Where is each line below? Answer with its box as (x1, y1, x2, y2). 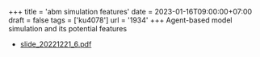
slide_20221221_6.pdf (19, 39, 92, 49)
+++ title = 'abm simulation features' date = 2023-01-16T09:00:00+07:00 (8, 7, 253, 16)
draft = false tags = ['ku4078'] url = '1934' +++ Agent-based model (8, 15, 233, 25)
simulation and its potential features (8, 24, 128, 33)
